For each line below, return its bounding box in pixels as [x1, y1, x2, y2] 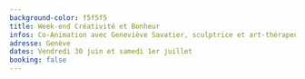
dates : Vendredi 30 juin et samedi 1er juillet [9, 47, 193, 56]
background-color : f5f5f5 [9, 13, 107, 23]
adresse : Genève [9, 38, 71, 48]
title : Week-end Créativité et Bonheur [9, 22, 161, 31]
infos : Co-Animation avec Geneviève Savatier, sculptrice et [9, 30, 246, 39]
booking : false [9, 55, 67, 64]
